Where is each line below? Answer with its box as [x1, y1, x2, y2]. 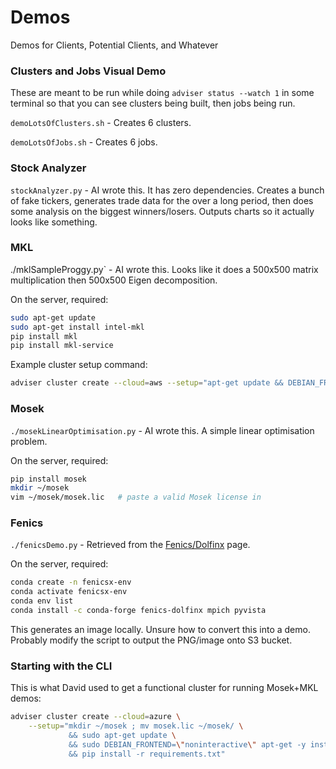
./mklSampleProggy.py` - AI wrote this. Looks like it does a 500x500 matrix [10, 263, 319, 275]
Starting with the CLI [10, 659, 113, 673]
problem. [10, 435, 48, 447]
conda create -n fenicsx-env [10, 577, 132, 588]
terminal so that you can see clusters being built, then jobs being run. [10, 97, 296, 110]
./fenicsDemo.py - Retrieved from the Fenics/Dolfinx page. [10, 539, 251, 551]
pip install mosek [10, 474, 87, 484]
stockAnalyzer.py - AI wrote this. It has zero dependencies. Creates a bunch [10, 184, 325, 196]
